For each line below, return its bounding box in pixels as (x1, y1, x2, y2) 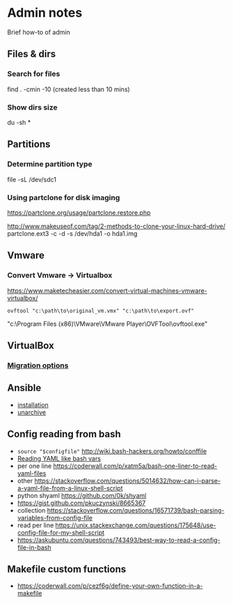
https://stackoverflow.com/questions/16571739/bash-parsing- (47, 506, 225, 514)
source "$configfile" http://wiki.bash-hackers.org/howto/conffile (17, 446, 207, 455)
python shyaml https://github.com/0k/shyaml (17, 491, 147, 499)
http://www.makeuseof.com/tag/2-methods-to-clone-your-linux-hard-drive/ (7, 222, 226, 230)
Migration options (7, 361, 69, 370)
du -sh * (7, 118, 31, 126)
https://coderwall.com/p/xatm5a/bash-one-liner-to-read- (53, 462, 218, 470)
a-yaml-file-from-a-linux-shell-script (17, 483, 123, 492)
